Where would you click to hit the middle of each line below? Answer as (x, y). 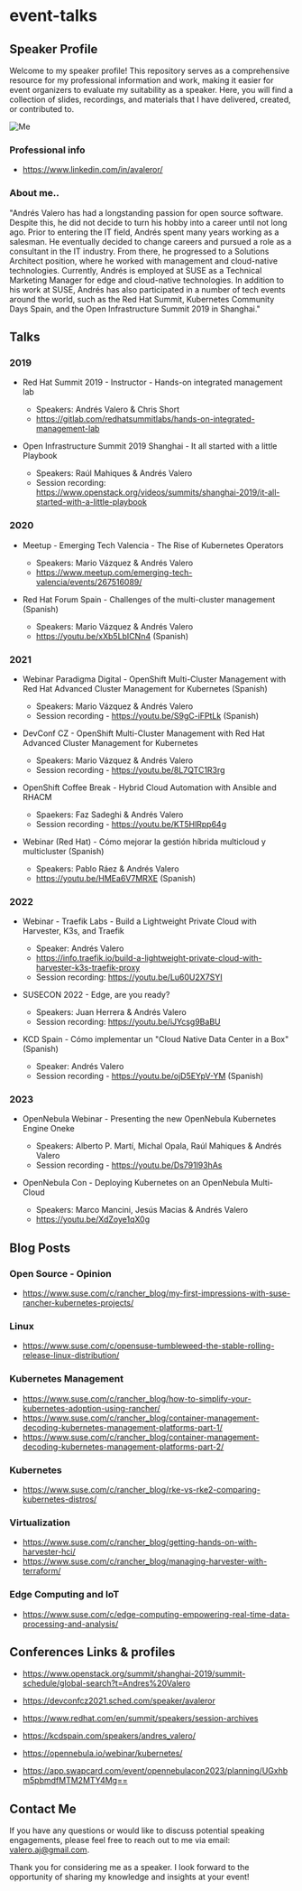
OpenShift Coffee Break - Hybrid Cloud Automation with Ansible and (149, 787)
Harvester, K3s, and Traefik (73, 931)
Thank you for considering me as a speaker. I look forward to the (129, 1868)
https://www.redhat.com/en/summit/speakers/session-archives (140, 1719)
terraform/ (41, 1571)
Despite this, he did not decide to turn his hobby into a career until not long (148, 222)
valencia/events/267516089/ (89, 582)
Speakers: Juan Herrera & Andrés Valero (111, 1012)
